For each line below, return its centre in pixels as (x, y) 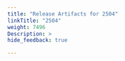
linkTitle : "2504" (34, 21)
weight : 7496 (26, 27)
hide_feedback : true (38, 40)
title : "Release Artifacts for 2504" (63, 14)
